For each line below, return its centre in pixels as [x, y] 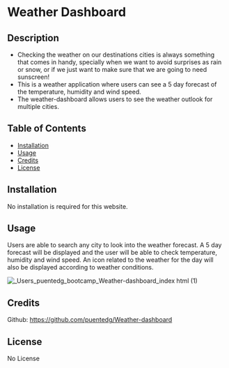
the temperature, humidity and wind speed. [79, 92]
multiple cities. [38, 106]
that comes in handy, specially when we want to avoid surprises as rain [119, 62]
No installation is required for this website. [68, 206]
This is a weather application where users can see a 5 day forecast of [117, 84]
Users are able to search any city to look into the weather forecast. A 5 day [114, 245]
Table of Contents [47, 129]
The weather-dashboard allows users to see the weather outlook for [115, 99]
